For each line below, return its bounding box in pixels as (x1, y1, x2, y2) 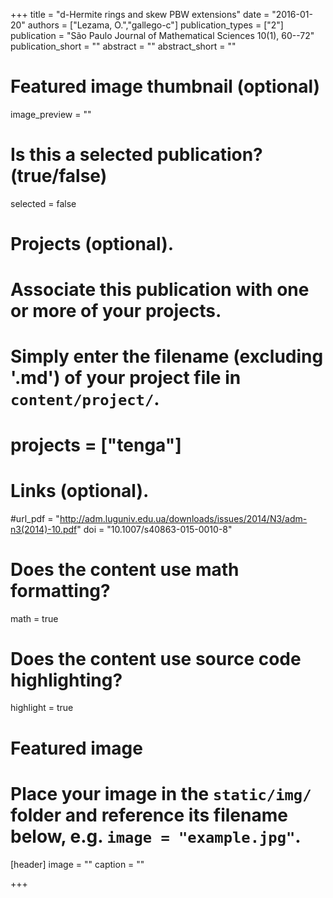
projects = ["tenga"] (10, 434, 182, 456)
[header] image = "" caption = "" (10, 858, 145, 870)
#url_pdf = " (10, 512, 60, 524)
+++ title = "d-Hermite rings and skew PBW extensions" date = (10, 9, 270, 20)
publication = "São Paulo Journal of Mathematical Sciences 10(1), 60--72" (10, 30, 315, 41)
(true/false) (10, 165, 108, 188)
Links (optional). (10, 479, 150, 502)
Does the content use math (10, 558, 240, 581)
